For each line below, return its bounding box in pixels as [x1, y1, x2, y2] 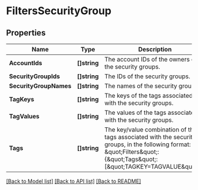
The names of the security [104, 82, 178, 90]
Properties [6, 28, 46, 38]
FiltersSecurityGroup [6, 4, 112, 18]
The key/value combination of [104, 125, 187, 134]
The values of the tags [104, 108, 167, 117]
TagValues [9, 112, 39, 120]
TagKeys [9, 95, 34, 103]
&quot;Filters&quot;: [104, 148, 160, 156]
